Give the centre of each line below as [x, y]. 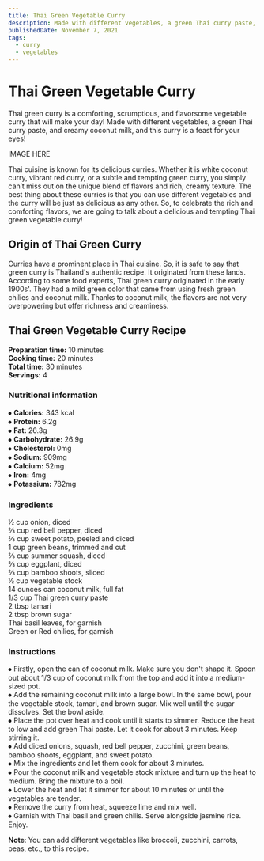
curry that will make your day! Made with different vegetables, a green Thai [130, 121]
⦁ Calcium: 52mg [36, 466]
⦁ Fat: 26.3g [28, 430]
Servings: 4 [28, 375]
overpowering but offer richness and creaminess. [89, 305]
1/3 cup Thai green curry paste [58, 597]
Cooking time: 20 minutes [51, 358]
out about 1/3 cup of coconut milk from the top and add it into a [111, 678]
